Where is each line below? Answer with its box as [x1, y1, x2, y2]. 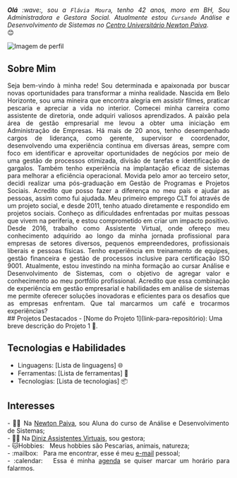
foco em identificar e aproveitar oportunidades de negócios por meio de [7, 149, 230, 157]
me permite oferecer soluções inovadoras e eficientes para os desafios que [7, 292, 230, 300]
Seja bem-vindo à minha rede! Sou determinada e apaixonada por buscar [7, 81, 230, 90]
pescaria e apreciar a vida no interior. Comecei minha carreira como [7, 104, 230, 112]
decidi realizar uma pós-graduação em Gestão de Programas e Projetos [7, 179, 230, 187]
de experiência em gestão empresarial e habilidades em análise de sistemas [7, 284, 230, 292]
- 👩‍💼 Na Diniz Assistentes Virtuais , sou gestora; [7, 433, 146, 442]
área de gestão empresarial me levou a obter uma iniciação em [7, 119, 230, 127]
